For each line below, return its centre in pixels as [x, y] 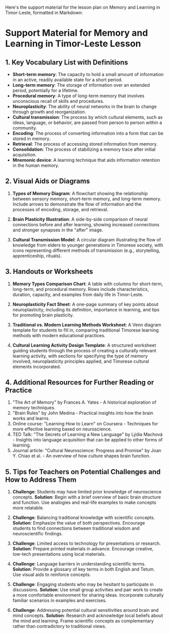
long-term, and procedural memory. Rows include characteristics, [81, 289]
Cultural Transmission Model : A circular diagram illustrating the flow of [87, 239]
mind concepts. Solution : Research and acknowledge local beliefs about [88, 616]
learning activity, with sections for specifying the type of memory [80, 356]
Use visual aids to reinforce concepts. [52, 575]
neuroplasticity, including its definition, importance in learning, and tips [86, 309]
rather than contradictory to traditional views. [59, 626]
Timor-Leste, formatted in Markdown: [44, 13]
